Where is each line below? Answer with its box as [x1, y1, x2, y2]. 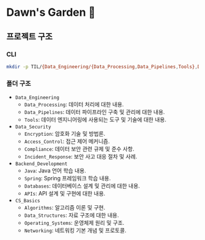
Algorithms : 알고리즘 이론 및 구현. [24, 204, 106, 211]
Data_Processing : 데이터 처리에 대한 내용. [24, 101, 124, 108]
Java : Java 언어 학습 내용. [24, 167, 87, 174]
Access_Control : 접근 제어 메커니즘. [24, 138, 110, 145]
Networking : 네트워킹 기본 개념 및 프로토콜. [24, 227, 127, 234]
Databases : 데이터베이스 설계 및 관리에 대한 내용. [24, 182, 140, 189]
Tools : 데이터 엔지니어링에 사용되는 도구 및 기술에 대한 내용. [24, 116, 167, 124]
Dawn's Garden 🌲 [6, 5, 96, 19]
